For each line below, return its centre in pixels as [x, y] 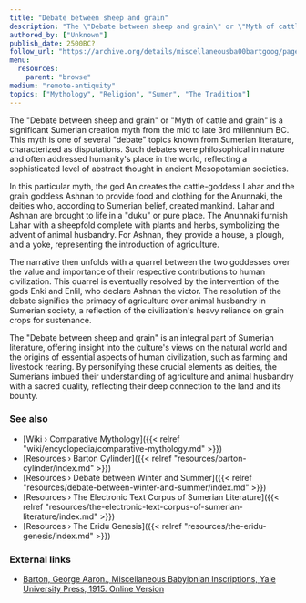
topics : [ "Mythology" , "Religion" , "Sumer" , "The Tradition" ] [130, 94]
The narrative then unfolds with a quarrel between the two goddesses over [150, 261]
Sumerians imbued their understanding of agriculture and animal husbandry [152, 376]
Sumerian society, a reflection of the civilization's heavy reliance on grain [147, 310]
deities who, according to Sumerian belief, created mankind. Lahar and [142, 205]
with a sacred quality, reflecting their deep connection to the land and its [145, 386]
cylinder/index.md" [58, 468]
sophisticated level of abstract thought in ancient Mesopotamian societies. [149, 169]
